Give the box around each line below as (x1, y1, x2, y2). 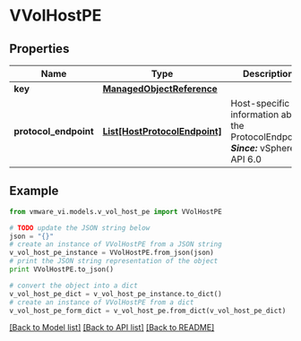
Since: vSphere (230, 142, 296, 154)
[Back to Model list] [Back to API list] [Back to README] (9, 322, 215, 333)
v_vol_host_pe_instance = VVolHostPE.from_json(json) (9, 248, 215, 258)
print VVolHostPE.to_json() (9, 265, 115, 274)
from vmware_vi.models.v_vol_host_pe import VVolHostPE (9, 207, 222, 216)
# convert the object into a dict (9, 281, 139, 290)
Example (9, 183, 59, 199)
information (230, 108, 279, 121)
